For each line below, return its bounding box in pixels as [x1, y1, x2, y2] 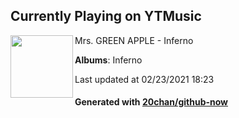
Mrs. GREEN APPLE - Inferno [74, 34, 194, 46]
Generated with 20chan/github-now [74, 96, 229, 108]
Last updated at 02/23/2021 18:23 [74, 73, 215, 85]
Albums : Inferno [74, 54, 143, 66]
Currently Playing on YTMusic [10, 8, 202, 25]
